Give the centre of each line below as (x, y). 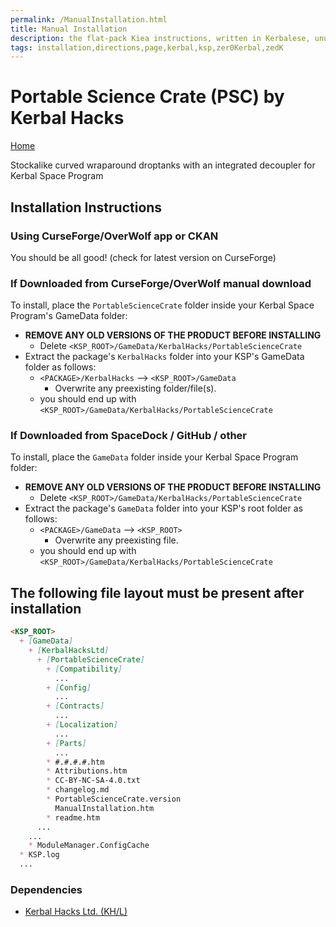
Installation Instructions (86, 207)
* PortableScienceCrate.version (114, 799)
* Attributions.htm (87, 771)
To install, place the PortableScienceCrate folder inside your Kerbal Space (162, 305)
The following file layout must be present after (157, 592)
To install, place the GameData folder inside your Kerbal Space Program (154, 457)
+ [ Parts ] (66, 743)
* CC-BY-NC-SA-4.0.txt (93, 781)
